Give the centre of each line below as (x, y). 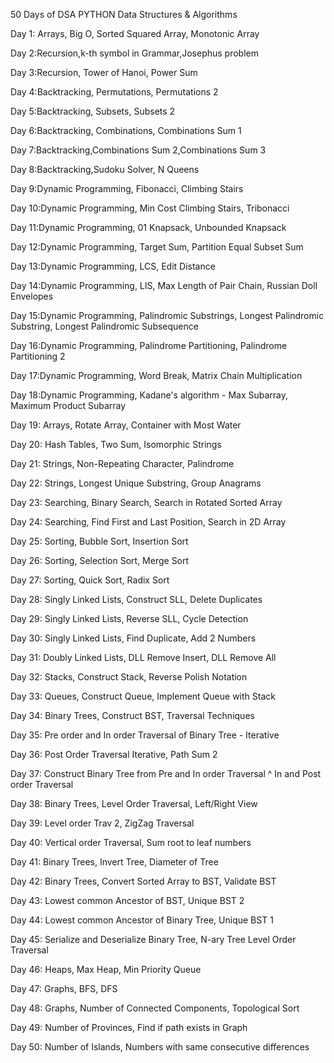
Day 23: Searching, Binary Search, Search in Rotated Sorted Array (146, 502)
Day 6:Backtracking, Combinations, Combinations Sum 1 (126, 130)
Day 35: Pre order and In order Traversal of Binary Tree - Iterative (145, 735)
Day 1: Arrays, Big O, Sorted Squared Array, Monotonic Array (135, 33)
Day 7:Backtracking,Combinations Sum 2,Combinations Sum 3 (138, 150)
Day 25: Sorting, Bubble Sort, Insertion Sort (99, 541)
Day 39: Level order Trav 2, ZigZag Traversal (102, 823)
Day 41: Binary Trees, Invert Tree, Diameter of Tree (114, 862)
